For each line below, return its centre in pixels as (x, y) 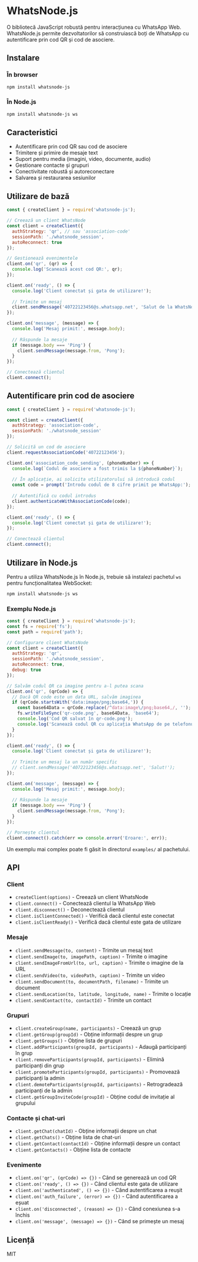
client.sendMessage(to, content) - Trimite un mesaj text (84, 950)
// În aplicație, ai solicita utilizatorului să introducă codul (94, 479)
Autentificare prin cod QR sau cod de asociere (71, 147)
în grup (24, 1053)
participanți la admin (40, 1078)
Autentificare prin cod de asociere (71, 396)
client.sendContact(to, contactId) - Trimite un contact (83, 1000)
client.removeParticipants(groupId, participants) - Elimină (90, 1059)
